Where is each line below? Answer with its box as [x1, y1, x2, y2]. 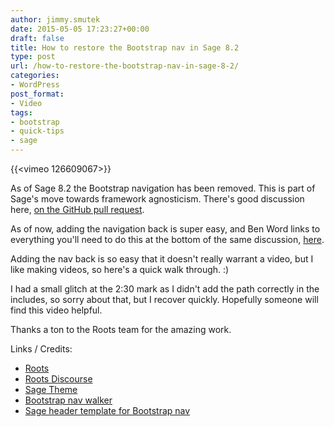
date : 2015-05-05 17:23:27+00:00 [10, 24, 150, 34]
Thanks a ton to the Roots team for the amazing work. [10, 324, 232, 335]
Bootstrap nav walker [24, 394, 113, 406]
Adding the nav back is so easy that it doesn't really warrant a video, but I [10, 253, 314, 265]
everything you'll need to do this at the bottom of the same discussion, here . [10, 234, 325, 245]
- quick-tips [10, 126, 65, 136]
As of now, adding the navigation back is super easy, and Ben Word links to [10, 223, 321, 235]
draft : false [10, 33, 65, 43]
